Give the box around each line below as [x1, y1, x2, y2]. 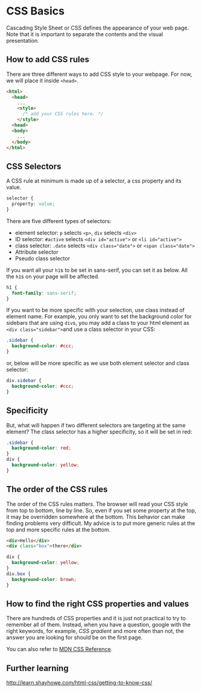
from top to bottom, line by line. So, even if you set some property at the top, [6, 506, 197, 514]
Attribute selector [14, 248, 58, 256]
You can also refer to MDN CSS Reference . [6, 646, 113, 653]
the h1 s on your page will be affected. [6, 272, 99, 280]
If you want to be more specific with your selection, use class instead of [6, 306, 185, 314]
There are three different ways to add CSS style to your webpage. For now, [6, 71, 192, 78]
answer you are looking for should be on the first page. [6, 634, 143, 641]
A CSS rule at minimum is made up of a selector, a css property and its [6, 177, 182, 184]
